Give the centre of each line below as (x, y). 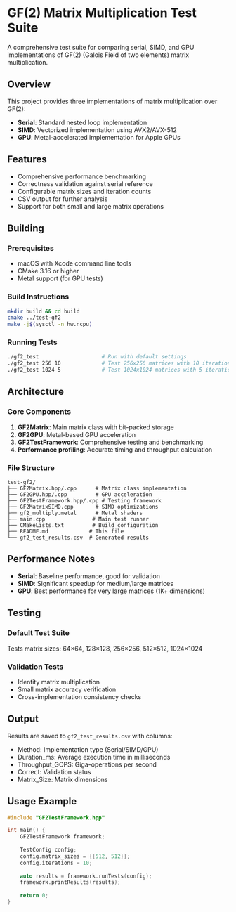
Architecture (36, 392)
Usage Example (42, 801)
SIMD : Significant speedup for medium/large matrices (96, 583)
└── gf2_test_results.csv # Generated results (78, 538)
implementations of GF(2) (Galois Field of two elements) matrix (98, 55)
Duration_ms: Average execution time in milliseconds (94, 757)
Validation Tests (35, 667)
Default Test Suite (39, 633)
